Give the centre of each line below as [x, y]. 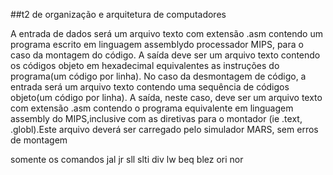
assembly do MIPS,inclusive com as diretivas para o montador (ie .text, [156, 118]
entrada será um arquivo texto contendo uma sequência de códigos [150, 87]
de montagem [39, 140]
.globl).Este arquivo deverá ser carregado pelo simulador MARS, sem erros [164, 129]
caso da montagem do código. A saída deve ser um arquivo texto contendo [165, 55]
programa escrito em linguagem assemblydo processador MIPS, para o [157, 44]
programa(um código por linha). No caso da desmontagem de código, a [158, 76]
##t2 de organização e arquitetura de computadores [118, 14]
